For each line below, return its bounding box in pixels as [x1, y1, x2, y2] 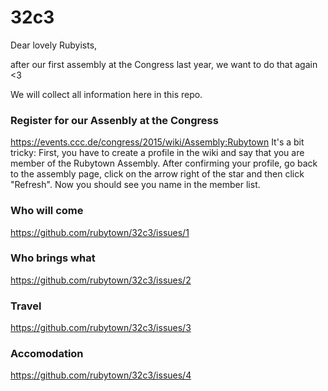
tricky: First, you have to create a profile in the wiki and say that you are [10, 147, 305, 159]
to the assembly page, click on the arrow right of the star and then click [10, 168, 305, 180]
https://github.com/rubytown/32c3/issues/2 [10, 274, 192, 286]
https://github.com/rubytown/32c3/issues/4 [10, 369, 192, 381]
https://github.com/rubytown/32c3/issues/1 [10, 226, 190, 238]
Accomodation [10, 347, 84, 361]
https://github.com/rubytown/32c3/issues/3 [10, 322, 192, 334]
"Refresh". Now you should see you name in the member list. [10, 179, 261, 191]
